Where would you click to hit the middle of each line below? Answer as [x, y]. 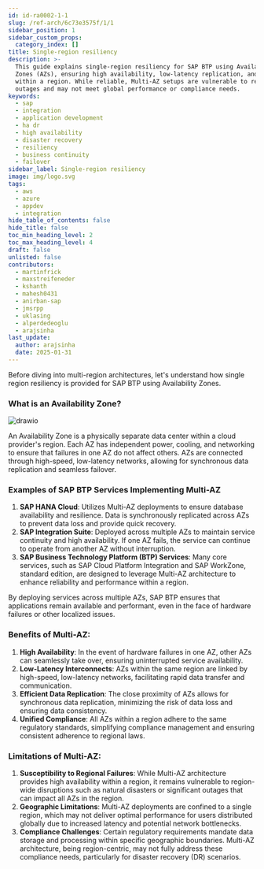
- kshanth [31, 287]
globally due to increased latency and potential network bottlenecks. [130, 823]
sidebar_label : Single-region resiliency [77, 169]
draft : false [29, 250]
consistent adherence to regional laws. [82, 735]
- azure [28, 199]
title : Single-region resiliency [63, 52]
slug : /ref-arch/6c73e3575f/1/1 [61, 23]
